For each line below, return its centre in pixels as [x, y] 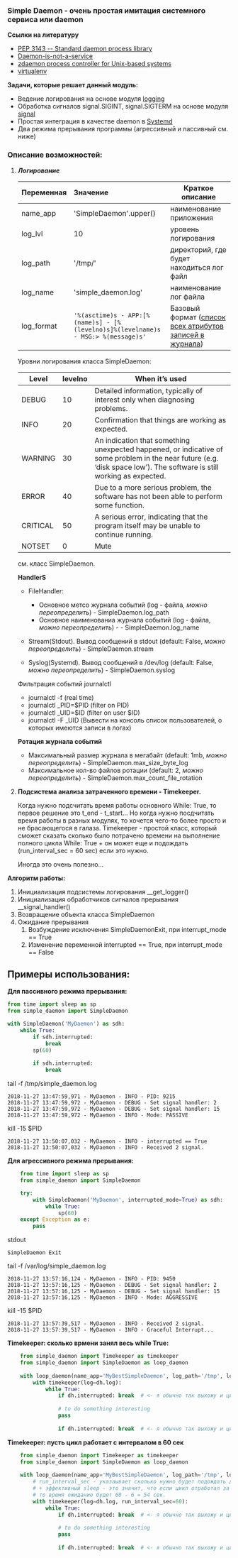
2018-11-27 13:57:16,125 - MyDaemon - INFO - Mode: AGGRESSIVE [103, 1298]
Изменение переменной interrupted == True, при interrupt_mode [125, 944]
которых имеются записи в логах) [80, 728]
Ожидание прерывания [53, 922]
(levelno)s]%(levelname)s [117, 329]
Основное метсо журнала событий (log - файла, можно [123, 605]
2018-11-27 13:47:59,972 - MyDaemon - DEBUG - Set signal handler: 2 [112, 1103]
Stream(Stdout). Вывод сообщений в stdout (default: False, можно [126, 641]
